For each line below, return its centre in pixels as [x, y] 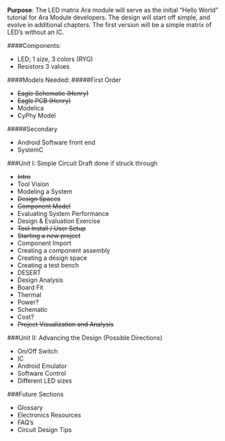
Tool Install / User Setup [52, 228]
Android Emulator [42, 366]
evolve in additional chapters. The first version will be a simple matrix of [110, 25]
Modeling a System [45, 191]
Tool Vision [33, 184]
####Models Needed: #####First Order [64, 80]
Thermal [29, 295]
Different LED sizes [45, 381]
